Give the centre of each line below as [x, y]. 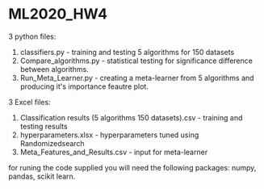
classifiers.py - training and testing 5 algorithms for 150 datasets [127, 52]
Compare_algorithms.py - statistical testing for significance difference [136, 61]
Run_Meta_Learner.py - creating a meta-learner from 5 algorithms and [137, 78]
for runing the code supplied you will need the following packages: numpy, [132, 167]
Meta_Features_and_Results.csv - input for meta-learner [114, 152]
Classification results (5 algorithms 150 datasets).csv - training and [131, 117]
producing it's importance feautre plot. [84, 86]
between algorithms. [54, 69]
